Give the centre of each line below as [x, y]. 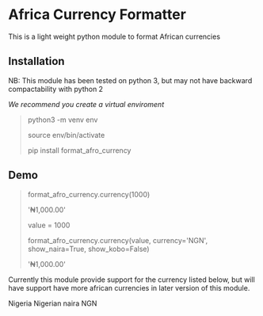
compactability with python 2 [56, 89]
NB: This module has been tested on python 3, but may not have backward [130, 80]
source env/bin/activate [66, 135]
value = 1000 [49, 225]
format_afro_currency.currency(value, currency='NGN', [118, 240]
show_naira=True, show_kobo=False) [88, 249]
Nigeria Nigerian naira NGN [53, 303]
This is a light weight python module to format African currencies [114, 36]
